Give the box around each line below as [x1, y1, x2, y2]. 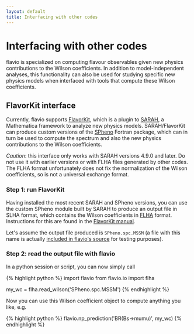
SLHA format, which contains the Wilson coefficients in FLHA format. [6, 212, 172, 219]
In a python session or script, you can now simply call [6, 263, 136, 270]
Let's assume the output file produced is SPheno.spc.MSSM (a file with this [6, 229, 181, 236]
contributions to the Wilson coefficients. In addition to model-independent [6, 65, 184, 72]
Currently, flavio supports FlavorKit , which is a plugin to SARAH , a [6, 116, 164, 123]
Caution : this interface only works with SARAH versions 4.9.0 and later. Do [6, 152, 185, 159]
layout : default [6, 8, 46, 15]
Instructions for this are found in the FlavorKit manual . [6, 217, 136, 224]
